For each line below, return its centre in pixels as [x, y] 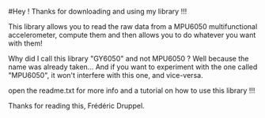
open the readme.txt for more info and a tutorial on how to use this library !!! [132, 90]
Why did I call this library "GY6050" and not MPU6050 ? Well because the [129, 59]
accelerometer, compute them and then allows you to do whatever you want [132, 35]
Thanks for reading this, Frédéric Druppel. [76, 106]
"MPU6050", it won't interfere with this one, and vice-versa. [106, 75]
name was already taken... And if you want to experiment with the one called [133, 67]
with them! [25, 43]
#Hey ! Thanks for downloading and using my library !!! [98, 11]
